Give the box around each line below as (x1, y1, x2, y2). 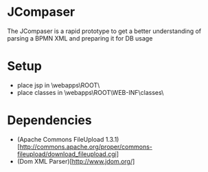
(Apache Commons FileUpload (16, 135, 104, 143)
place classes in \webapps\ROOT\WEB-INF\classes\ (16, 88, 164, 96)
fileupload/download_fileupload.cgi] (16, 149, 119, 158)
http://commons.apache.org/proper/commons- (19, 142, 153, 151)
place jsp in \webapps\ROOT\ (16, 80, 100, 89)
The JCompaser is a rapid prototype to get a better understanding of (7, 27, 202, 35)
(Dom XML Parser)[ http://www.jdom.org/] (16, 157, 135, 165)
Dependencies (7, 113, 92, 128)
